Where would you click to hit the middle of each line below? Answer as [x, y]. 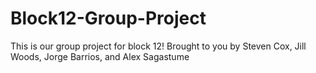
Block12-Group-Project [108, 18]
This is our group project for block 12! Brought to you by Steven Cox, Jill [158, 46]
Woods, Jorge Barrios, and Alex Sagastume [100, 56]
